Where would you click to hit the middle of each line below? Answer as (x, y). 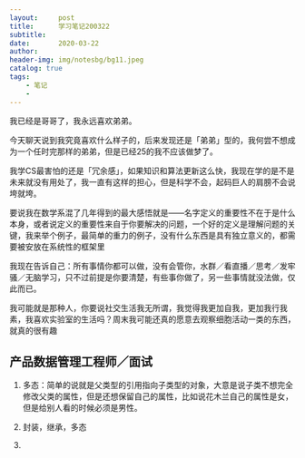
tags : (20, 77)
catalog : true (36, 69)
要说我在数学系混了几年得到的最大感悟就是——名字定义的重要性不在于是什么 (152, 212)
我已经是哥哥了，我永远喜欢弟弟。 (73, 121)
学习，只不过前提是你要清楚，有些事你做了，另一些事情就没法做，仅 (168, 277)
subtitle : (28, 34)
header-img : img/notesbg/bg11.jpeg (77, 60)
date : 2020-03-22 (54, 43)
